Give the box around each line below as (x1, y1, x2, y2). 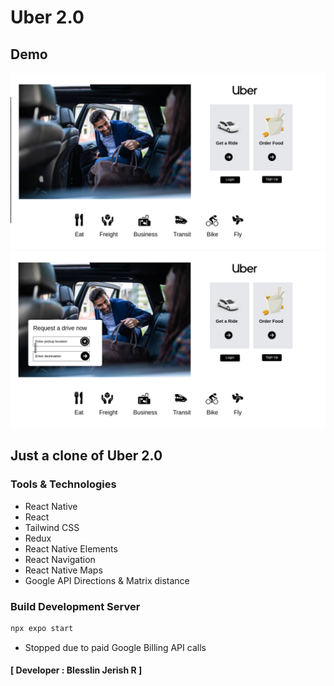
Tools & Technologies (10, 477, 117, 491)
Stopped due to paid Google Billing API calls (24, 641, 207, 653)
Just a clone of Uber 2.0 (10, 447, 163, 465)
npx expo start (10, 624, 74, 634)
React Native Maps (24, 564, 103, 576)
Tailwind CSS (24, 521, 80, 533)
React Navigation (24, 553, 96, 565)
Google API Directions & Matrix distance (24, 574, 190, 586)
